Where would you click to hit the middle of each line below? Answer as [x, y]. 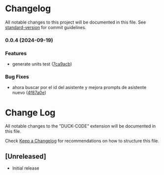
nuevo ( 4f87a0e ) [29, 93]
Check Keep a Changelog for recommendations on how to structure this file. [82, 141]
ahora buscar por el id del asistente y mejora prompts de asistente [79, 87]
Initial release [26, 168]
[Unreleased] [26, 156]
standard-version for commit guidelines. [46, 27]
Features [16, 53]
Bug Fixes [17, 77]
